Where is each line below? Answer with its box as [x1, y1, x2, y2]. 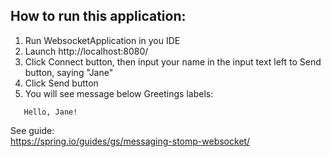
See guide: [10, 124, 55, 136]
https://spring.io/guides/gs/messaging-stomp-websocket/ [10, 135, 251, 147]
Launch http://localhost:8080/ [24, 45, 149, 57]
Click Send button [24, 77, 99, 89]
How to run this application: [10, 8, 187, 25]
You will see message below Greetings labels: [24, 87, 214, 99]
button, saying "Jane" [24, 66, 114, 78]
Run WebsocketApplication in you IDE [24, 34, 181, 46]
